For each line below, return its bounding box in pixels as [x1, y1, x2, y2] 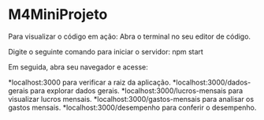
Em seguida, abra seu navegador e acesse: [8, 62, 148, 72]
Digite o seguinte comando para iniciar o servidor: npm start [8, 47, 203, 56]
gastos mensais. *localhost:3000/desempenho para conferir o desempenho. [8, 103, 257, 112]
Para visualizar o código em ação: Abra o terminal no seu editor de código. [8, 32, 251, 41]
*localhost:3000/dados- [172, 77, 251, 87]
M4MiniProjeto [8, 6, 108, 24]
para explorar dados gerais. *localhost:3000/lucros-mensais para [30, 85, 244, 96]
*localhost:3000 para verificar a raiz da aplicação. [8, 77, 171, 87]
